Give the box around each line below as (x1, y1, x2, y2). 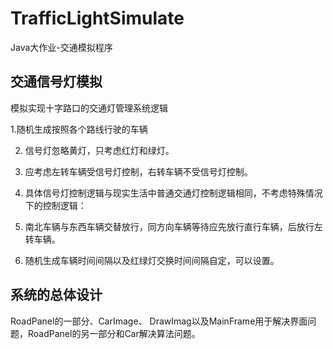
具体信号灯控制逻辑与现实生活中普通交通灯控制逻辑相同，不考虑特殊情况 (24, 187, 323, 199)
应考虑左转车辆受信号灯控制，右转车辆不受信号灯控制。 (24, 165, 253, 177)
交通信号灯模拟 (10, 73, 103, 91)
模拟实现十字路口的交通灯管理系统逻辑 (10, 102, 168, 114)
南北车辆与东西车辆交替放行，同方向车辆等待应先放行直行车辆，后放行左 (24, 220, 323, 232)
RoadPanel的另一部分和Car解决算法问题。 (27, 327, 201, 339)
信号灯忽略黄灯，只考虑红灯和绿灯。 (24, 144, 175, 156)
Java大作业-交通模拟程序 (10, 41, 113, 53)
